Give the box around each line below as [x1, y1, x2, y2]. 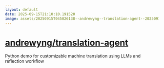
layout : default [5, 7, 38, 12]
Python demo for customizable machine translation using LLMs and [5, 53, 141, 59]
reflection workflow [5, 58, 44, 64]
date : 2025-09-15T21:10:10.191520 [5, 12, 76, 17]
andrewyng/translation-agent [5, 37, 128, 48]
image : [5, 16, 19, 21]
